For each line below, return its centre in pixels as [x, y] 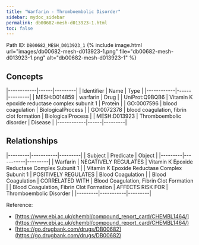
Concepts [25, 76]
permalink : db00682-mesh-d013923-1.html [57, 23]
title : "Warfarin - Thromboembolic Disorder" [63, 12]
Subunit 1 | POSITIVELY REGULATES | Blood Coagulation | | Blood [86, 174]
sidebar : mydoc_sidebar [36, 17]
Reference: [20, 205]
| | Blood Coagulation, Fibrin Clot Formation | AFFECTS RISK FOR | [87, 187]
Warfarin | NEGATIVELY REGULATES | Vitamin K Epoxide [124, 162]
